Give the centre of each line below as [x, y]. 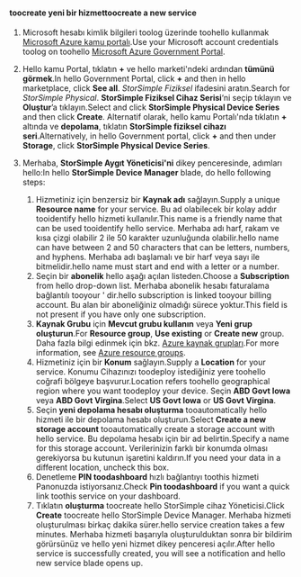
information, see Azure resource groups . [111, 353]
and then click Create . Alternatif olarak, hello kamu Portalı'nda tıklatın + [155, 117]
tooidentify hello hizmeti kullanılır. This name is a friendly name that [159, 219]
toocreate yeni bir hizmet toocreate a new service [103, 13]
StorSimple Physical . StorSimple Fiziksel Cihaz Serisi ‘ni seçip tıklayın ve [157, 98]
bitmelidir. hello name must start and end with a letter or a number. [158, 266]
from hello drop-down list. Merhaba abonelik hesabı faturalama [152, 286]
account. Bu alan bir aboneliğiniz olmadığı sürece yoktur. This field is [161, 305]
